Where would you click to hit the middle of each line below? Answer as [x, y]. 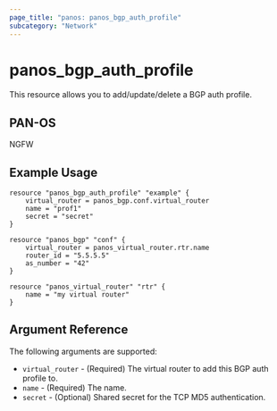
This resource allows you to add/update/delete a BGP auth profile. [131, 95]
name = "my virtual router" [77, 295]
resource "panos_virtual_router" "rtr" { [88, 287]
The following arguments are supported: [84, 351]
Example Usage [54, 172]
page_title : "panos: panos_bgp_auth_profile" [95, 17]
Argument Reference [69, 330]
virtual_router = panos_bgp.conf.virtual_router [118, 201]
